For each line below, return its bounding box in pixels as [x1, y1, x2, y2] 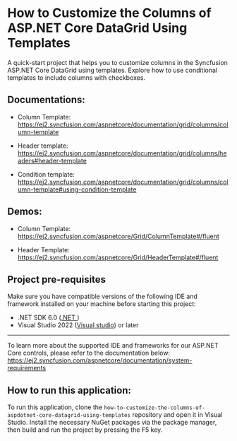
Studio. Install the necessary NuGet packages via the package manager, [7, 418, 217, 427]
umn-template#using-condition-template [17, 185, 137, 194]
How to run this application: [7, 384, 132, 396]
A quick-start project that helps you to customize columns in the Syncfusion [7, 58, 228, 66]
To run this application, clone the [7, 403, 103, 411]
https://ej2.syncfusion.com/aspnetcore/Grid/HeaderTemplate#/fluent [17, 253, 219, 261]
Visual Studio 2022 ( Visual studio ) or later [17, 321, 139, 329]
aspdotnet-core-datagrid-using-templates [7, 412, 131, 419]
